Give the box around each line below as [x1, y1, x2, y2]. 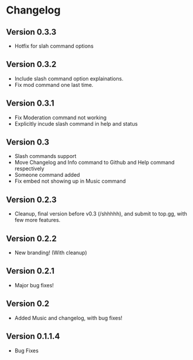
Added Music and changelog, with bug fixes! [14, 314, 123, 321]
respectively [14, 165, 45, 172]
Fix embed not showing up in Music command [14, 177, 126, 185]
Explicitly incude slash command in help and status [14, 120, 138, 127]
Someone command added [14, 171, 80, 179]
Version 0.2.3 [6, 194, 57, 204]
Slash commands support [14, 153, 77, 160]
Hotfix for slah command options [14, 42, 94, 49]
